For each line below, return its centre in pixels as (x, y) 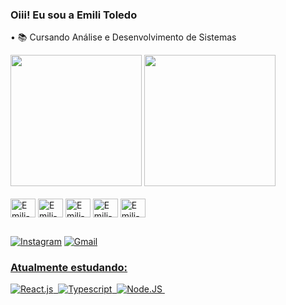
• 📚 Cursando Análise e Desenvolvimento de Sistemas (123, 37)
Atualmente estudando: (69, 267)
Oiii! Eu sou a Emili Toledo (74, 15)
